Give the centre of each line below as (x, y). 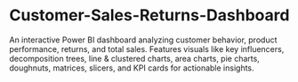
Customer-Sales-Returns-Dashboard (149, 15)
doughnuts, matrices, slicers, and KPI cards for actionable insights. (132, 68)
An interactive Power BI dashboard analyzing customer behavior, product (143, 40)
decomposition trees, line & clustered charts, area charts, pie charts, (134, 58)
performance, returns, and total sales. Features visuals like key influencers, (147, 48)
